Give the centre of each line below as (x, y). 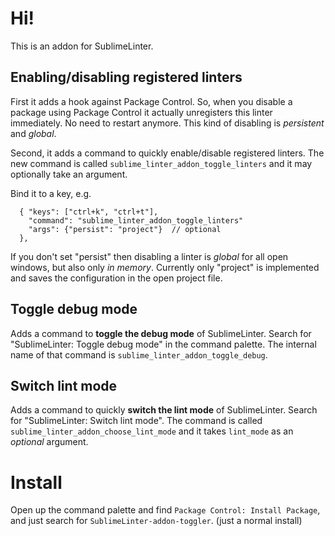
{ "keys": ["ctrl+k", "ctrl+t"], (89, 212)
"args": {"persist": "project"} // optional (125, 229)
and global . (33, 133)
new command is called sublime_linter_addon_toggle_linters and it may (161, 163)
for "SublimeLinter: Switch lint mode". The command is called (136, 421)
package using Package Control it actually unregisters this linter (141, 112)
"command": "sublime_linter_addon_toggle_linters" (136, 220)
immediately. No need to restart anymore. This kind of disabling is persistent (167, 123)
